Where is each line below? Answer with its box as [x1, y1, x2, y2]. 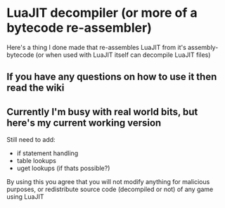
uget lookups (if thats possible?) [16, 164, 110, 173]
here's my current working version [6, 117, 162, 129]
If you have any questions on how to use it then [6, 71, 217, 83]
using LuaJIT [6, 193, 44, 201]
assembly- [188, 43, 219, 51]
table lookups [16, 157, 57, 165]
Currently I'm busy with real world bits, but [6, 105, 198, 117]
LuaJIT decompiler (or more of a [6, 5, 198, 21]
